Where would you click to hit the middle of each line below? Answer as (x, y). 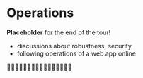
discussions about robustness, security (74, 46)
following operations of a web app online (76, 53)
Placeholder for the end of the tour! (59, 32)
